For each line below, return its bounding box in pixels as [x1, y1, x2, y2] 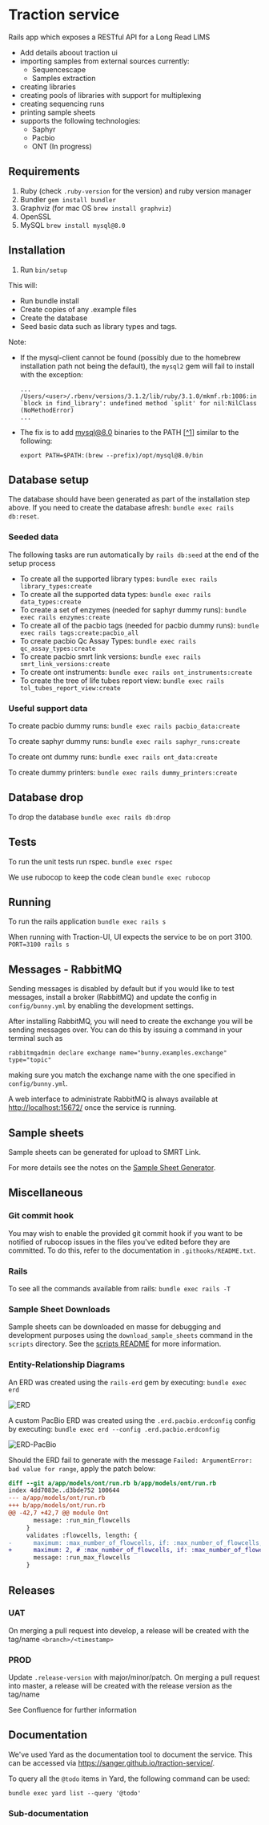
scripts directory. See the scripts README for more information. [8, 1339, 222, 1349]
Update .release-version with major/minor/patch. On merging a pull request [8, 1673, 260, 1682]
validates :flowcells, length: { [26, 1531, 138, 1539]
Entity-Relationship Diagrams [8, 1359, 126, 1370]
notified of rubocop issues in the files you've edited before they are [8, 1237, 231, 1246]
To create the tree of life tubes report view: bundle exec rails [19, 676, 225, 685]
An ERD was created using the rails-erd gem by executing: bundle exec [8, 1377, 247, 1387]
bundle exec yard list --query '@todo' [8, 1789, 142, 1797]
